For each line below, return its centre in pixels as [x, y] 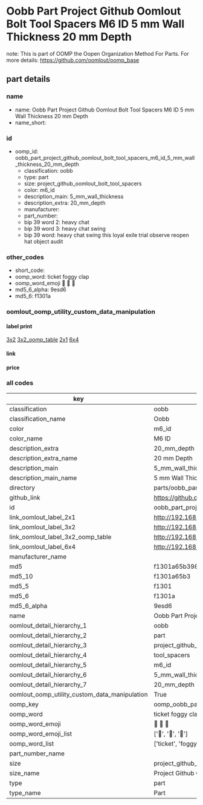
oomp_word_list [32, 743]
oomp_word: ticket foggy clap [52, 277]
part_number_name [37, 754]
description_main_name [43, 478]
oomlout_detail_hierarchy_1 [48, 625]
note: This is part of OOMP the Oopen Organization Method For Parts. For [98, 53]
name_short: [31, 122]
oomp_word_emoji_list [41, 734]
